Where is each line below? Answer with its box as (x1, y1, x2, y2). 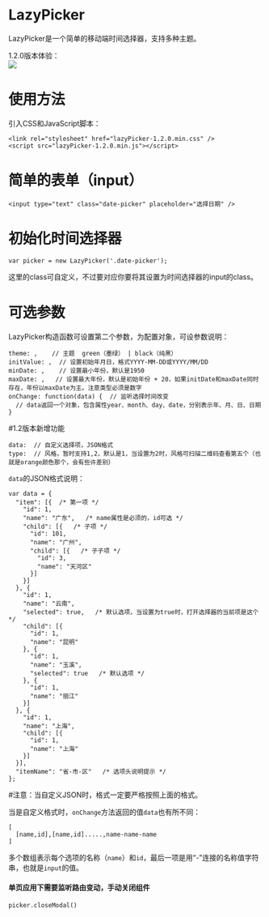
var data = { (8, 489, 53, 497)
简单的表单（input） (8, 172, 144, 190)
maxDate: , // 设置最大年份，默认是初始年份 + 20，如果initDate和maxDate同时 (8, 375, 259, 383)
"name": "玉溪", (29, 660, 82, 669)
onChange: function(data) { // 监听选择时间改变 (8, 392, 170, 400)
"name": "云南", (23, 599, 75, 608)
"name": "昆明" (29, 638, 79, 646)
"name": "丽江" (29, 692, 79, 700)
